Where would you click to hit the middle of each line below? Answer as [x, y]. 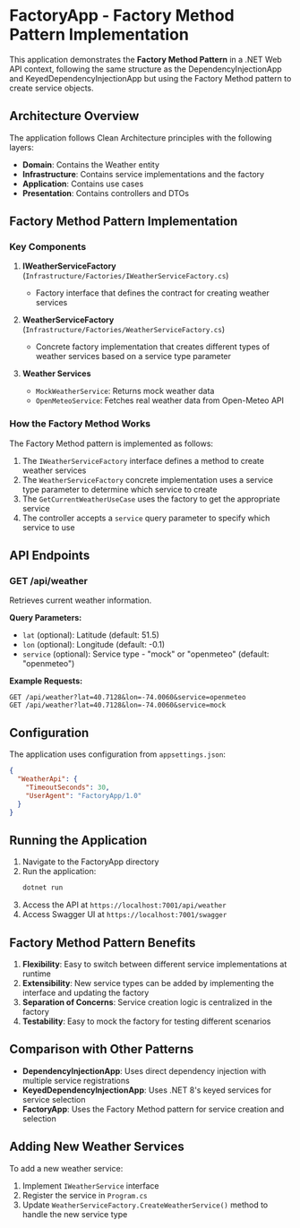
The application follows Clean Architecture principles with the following [141, 137]
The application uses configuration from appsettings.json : [118, 754]
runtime [37, 974]
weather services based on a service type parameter [133, 356]
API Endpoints [50, 556]
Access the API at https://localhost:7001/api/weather [124, 905]
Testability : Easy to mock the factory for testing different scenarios [146, 1021]
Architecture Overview [74, 116]
